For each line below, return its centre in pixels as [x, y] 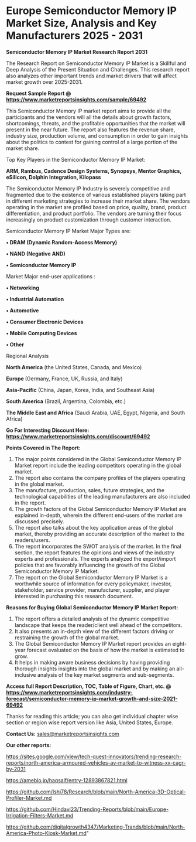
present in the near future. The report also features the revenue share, [91, 129]
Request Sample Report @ [39, 93]
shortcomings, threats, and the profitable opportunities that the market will [96, 123]
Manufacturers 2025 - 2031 [75, 36]
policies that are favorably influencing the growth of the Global [90, 565]
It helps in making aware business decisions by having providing [92, 662]
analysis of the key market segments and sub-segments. [106, 674]
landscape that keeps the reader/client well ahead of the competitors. [98, 625]
